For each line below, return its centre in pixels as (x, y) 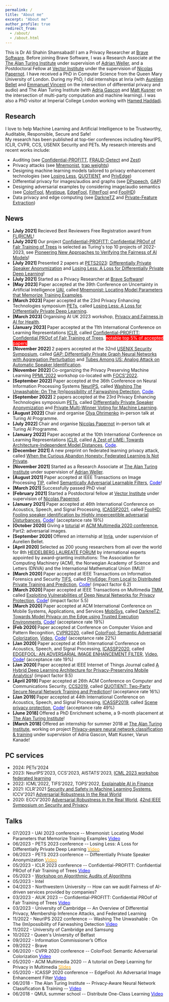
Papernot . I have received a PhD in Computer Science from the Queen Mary (84, 74)
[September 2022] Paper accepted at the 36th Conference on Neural (84, 381)
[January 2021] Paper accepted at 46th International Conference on (83, 504)
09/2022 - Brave (30, 946)
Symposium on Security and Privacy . (51, 805)
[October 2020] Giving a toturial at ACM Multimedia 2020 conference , (86, 525)
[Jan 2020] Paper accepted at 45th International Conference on (79, 643)
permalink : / (19, 10)
